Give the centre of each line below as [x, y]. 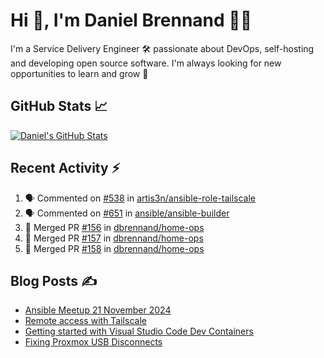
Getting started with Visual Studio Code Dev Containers [139, 331]
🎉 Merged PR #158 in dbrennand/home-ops [114, 248]
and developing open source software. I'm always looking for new [146, 63]
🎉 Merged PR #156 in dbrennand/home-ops [114, 227]
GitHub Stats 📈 [59, 106]
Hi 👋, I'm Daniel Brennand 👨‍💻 [131, 20]
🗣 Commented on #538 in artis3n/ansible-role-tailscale [140, 198]
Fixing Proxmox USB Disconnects [93, 342]
